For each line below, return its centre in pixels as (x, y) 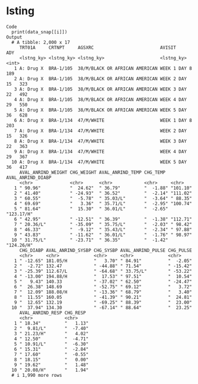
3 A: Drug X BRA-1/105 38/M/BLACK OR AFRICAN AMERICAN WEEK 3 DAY (100, 89)
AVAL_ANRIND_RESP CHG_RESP (52, 313)
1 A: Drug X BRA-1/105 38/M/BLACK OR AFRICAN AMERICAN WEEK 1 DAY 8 (103, 68)
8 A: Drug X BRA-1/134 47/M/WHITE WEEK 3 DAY (100, 141)
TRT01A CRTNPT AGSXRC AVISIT (98, 48)
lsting (20, 11)
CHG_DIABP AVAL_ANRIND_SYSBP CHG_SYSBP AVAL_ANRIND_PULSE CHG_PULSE (106, 250)
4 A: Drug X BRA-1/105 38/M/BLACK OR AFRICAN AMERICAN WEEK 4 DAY (100, 99)
